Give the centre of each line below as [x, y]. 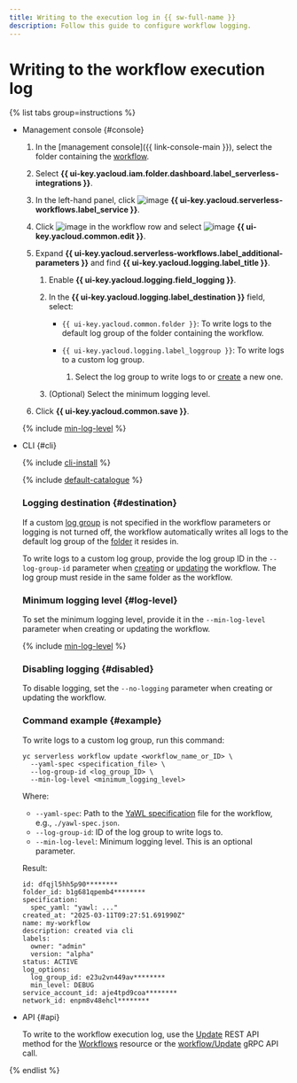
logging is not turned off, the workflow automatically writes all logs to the [155, 532]
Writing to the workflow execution [137, 70]
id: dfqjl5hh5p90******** [70, 884]
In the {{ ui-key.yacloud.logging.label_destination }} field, [157, 297]
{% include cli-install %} [66, 463]
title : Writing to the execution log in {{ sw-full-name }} [123, 17]
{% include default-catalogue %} [82, 480]
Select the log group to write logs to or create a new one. [179, 377]
